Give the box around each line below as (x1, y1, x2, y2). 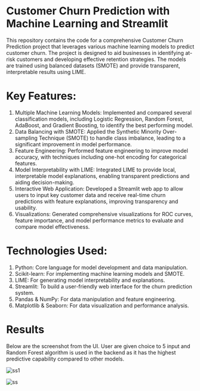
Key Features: (6, 90, 76, 103)
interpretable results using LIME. (6, 68, 86, 75)
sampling (14, 134, 38, 141)
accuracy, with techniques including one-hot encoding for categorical (14, 153, 187, 161)
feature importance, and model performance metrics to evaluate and (14, 217, 184, 224)
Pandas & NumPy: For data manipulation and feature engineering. (14, 295, 176, 303)
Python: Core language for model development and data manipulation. (14, 264, 188, 271)
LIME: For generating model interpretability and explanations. (14, 276, 165, 284)
